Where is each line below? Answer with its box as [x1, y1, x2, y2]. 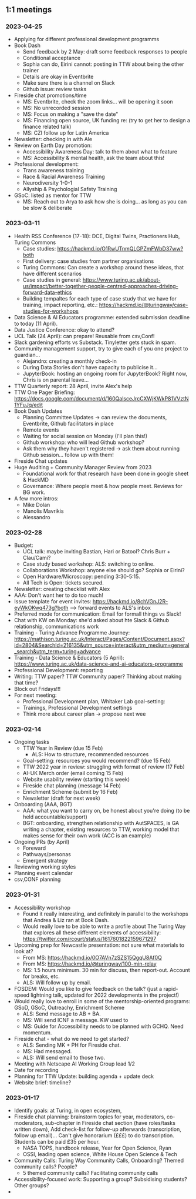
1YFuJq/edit [13, 401, 43, 408]
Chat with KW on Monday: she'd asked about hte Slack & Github [13, 617, 170, 624]
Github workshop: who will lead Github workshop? [22, 439, 145, 446]
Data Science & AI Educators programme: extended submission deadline [13, 313, 190, 320]
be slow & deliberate [22, 205, 73, 212]
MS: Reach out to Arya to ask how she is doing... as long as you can [22, 198, 187, 205]
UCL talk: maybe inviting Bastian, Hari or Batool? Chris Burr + [22, 548, 171, 555]
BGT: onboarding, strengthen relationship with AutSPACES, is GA [22, 820, 180, 827]
